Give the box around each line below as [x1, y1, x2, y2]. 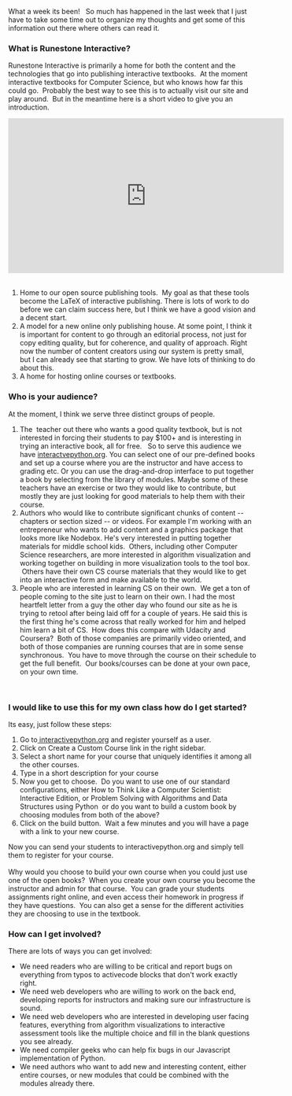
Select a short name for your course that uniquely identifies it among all [19, 751, 252, 761]
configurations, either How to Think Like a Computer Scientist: [19, 784, 222, 794]
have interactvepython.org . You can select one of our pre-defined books [19, 449, 256, 459]
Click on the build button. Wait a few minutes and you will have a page [19, 818, 249, 828]
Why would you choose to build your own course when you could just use [8, 867, 248, 876]
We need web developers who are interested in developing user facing [19, 1012, 249, 1021]
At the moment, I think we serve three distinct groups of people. [8, 409, 215, 419]
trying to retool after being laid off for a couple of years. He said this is [19, 608, 248, 618]
